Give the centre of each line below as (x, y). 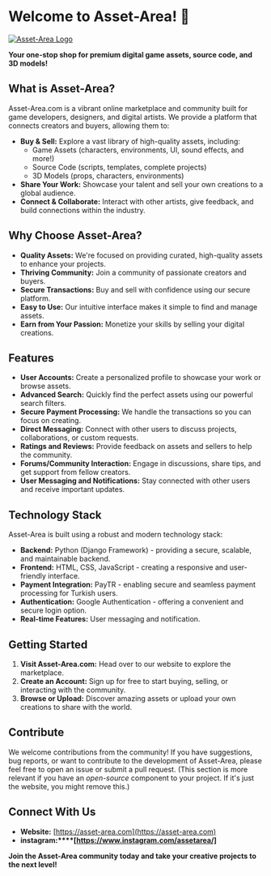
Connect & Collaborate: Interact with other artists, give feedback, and (137, 201)
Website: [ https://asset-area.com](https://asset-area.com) (118, 831)
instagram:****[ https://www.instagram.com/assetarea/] (118, 840)
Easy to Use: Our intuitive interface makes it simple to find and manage (139, 306)
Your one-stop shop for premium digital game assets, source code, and (131, 54)
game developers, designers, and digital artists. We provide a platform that (133, 117)
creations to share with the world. (76, 707)
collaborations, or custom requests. (79, 438)
